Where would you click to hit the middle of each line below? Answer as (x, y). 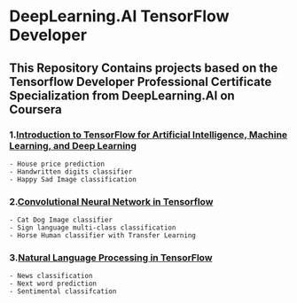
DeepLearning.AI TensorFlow (119, 16)
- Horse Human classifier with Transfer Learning (103, 236)
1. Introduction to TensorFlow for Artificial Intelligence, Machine (148, 135)
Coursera (35, 109)
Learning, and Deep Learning (73, 145)
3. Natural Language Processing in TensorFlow (111, 258)
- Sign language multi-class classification (93, 228)
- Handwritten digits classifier (71, 171)
